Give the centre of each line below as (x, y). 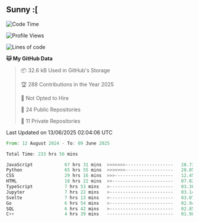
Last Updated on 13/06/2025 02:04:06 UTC (59, 132)
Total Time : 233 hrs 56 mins (42, 154)
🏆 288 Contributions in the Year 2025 (67, 84)
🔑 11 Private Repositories (51, 121)
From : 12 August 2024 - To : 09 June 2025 (58, 143)
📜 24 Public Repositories (51, 110)
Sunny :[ (22, 10)
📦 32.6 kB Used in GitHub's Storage (65, 70)
